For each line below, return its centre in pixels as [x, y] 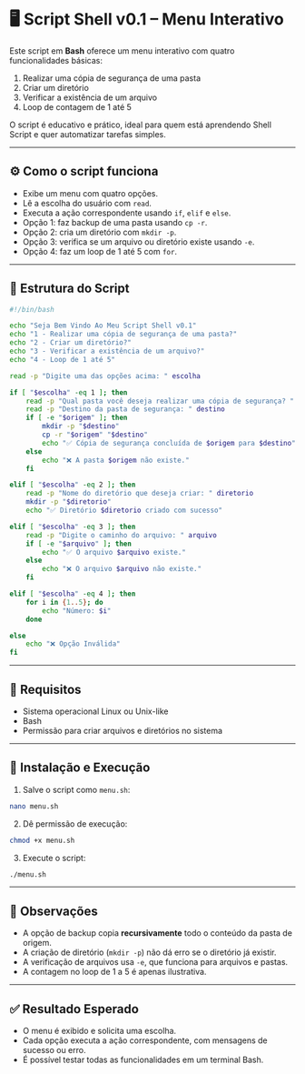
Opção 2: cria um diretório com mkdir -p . [99, 232]
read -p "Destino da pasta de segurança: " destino [125, 409]
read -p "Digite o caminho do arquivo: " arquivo [122, 535]
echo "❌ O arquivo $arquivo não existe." [122, 569]
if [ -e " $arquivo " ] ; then [79, 544]
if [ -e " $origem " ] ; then [77, 418]
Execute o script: [54, 858]
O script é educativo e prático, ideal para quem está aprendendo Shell [141, 125]
